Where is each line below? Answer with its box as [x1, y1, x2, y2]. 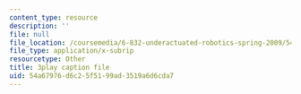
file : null [9, 30, 50, 38]
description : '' [9, 21, 70, 30]
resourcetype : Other [9, 55, 87, 64]
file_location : [9, 38, 66, 47]
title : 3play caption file [9, 64, 110, 73]
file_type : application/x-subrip [9, 47, 134, 56]
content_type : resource [9, 13, 99, 22]
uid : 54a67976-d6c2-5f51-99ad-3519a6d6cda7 [9, 72, 175, 81]
